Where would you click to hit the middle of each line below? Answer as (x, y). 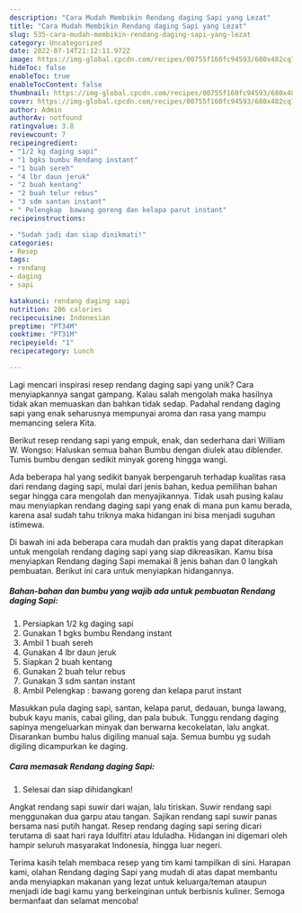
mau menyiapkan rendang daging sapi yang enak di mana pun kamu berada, (151, 506)
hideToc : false (38, 68)
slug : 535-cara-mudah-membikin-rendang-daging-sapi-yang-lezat (130, 34)
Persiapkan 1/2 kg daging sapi (78, 623)
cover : (22, 101)
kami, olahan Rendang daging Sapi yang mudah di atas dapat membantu (143, 872)
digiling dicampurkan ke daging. (69, 746)
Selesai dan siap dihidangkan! (77, 789)
